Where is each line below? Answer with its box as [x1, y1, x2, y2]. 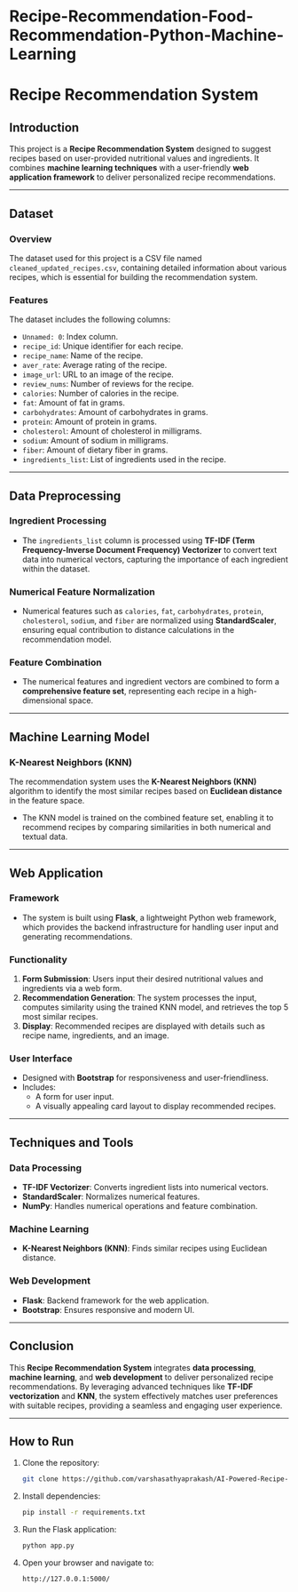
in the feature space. [9, 796, 85, 806]
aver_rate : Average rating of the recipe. [21, 360, 168, 371]
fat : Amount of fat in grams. [21, 397, 126, 408]
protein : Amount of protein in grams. [21, 416, 158, 428]
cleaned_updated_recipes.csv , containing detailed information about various [9, 262, 287, 273]
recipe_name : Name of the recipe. [21, 350, 144, 361]
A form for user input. [35, 1092, 114, 1102]
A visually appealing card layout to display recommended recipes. [35, 1100, 277, 1112]
